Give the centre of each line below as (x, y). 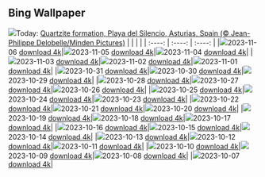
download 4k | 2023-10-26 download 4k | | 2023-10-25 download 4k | (126, 90)
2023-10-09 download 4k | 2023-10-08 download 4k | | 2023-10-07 (124, 156)
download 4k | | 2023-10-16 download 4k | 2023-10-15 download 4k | (125, 127)
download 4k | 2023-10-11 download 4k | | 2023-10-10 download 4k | (125, 146)
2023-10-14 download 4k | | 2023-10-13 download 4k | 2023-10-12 (122, 137)
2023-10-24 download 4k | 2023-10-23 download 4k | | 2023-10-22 (124, 99)
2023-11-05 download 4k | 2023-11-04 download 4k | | (162, 52)
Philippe (21, 42)
